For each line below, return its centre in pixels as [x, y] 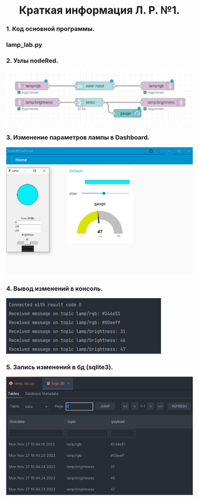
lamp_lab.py [24, 45]
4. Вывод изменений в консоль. [54, 288]
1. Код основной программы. [50, 29]
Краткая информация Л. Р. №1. [99, 10]
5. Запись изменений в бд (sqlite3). [60, 367]
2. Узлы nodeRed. [32, 60]
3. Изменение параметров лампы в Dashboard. [78, 138]
